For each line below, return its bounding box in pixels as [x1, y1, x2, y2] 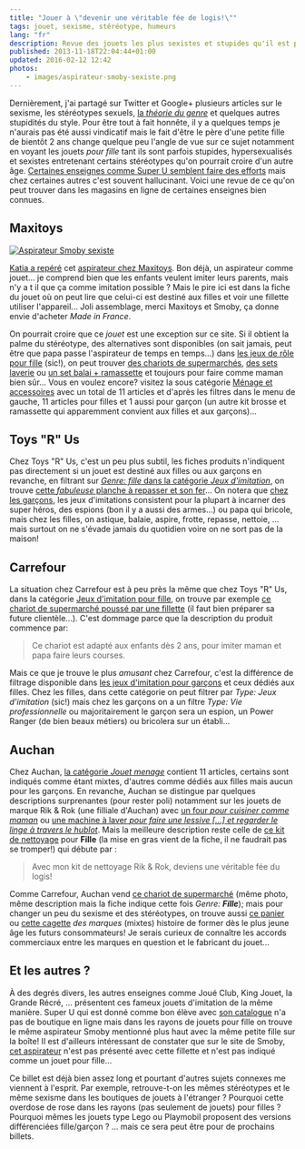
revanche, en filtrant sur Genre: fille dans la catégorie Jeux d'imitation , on [9, 475, 285, 487]
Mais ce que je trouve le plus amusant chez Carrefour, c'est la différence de [9, 668, 294, 679]
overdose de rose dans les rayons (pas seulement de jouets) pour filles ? [9, 1102, 281, 1113]
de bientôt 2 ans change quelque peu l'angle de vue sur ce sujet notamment [9, 136, 295, 146]
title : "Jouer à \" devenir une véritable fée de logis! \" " [9, 13, 238, 23]
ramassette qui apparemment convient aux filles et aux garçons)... [9, 406, 257, 417]
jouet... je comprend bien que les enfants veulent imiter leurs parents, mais [9, 272, 289, 283]
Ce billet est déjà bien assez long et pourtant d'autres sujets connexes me [9, 1073, 286, 1083]
